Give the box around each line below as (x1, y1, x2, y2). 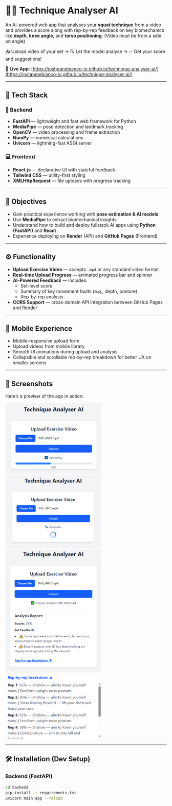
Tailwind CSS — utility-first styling (12, 172, 86, 178)
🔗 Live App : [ (5, 65, 33, 71)
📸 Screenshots (5, 379, 53, 388)
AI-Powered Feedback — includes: (12, 277, 88, 283)
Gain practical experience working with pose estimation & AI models (12, 211, 159, 217)
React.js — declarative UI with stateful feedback (12, 167, 115, 173)
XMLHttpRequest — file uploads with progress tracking (12, 177, 131, 184)
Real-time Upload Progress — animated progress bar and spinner (12, 272, 153, 278)
